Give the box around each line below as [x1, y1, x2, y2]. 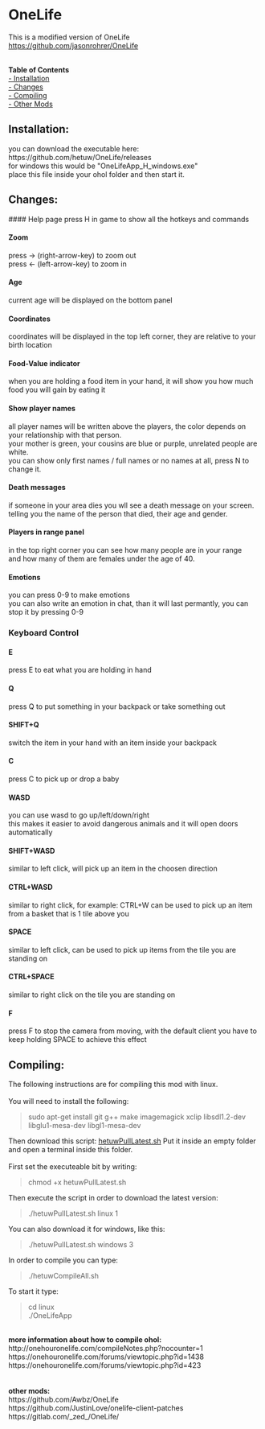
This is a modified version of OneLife [8, 32, 130, 42]
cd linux [27, 1302, 55, 1312]
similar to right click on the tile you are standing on [8, 990, 176, 999]
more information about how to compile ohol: [8, 1334, 162, 1345]
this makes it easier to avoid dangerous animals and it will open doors [8, 819, 238, 829]
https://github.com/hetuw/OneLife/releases [8, 152, 152, 162]
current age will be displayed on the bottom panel [8, 295, 173, 305]
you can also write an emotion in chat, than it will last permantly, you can [8, 599, 249, 608]
